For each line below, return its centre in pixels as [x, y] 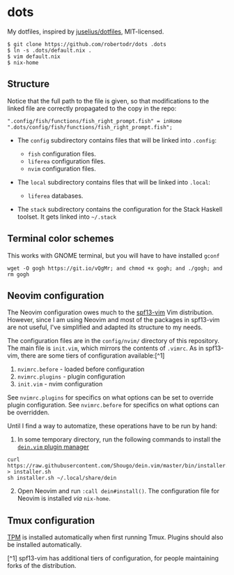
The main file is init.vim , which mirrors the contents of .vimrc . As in [106, 348]
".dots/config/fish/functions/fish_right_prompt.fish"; [90, 127]
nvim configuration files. [62, 168]
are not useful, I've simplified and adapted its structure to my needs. [105, 327]
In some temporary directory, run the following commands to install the [119, 439]
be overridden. [29, 412]
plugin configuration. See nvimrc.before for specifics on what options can [113, 405]
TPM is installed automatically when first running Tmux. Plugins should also [116, 537]
